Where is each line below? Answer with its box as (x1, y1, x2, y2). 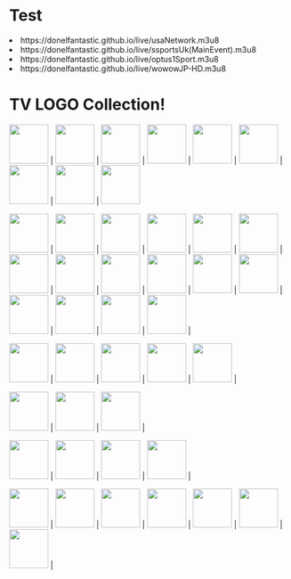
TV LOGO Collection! (9, 94, 166, 115)
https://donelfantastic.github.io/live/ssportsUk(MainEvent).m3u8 (20, 44, 256, 54)
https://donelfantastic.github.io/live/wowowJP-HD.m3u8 (20, 63, 227, 74)
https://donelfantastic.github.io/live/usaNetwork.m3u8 (20, 35, 220, 45)
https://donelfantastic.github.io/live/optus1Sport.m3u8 (20, 53, 220, 64)
